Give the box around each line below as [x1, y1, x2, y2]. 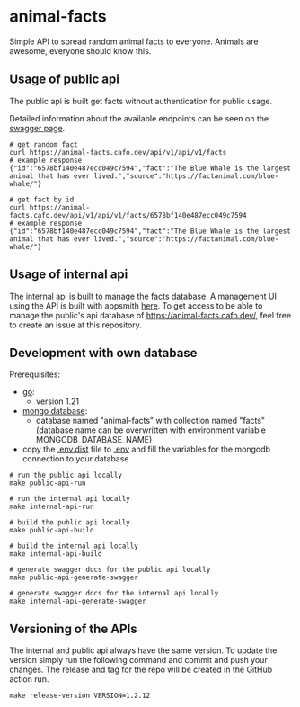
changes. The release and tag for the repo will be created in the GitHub [9, 664, 273, 676]
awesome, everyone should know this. [9, 45, 152, 56]
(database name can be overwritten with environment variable [35, 425, 267, 435]
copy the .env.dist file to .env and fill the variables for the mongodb [22, 443, 271, 455]
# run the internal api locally [9, 495, 130, 504]
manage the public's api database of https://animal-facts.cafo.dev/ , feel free [9, 309, 292, 320]
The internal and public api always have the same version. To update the [9, 645, 278, 656]
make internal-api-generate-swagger [9, 596, 146, 606]
